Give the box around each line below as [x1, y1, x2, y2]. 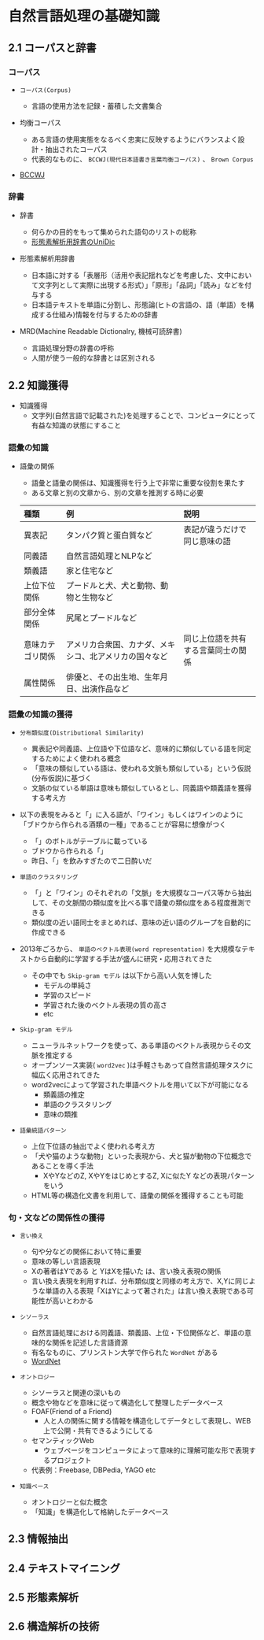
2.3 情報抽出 [8, 1532, 69, 1546]
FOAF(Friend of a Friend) [31, 1406, 112, 1416]
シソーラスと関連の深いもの [31, 1387, 122, 1398]
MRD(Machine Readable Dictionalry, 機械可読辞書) [19, 327, 182, 336]
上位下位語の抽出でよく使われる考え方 [31, 1141, 156, 1150]
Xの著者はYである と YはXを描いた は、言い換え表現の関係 [31, 1266, 222, 1275]
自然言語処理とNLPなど [65, 550, 152, 561]
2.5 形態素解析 [8, 1591, 79, 1605]
